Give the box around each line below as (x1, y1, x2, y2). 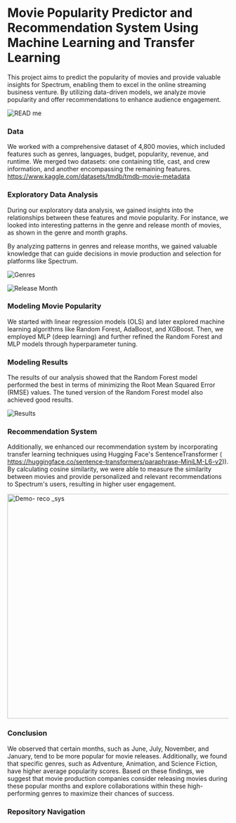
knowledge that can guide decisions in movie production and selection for (7, 249, 222, 258)
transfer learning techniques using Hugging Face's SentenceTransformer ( (7, 450, 223, 459)
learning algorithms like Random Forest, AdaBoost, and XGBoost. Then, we (7, 324, 223, 333)
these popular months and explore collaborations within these (7, 782, 186, 790)
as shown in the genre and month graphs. (7, 228, 128, 237)
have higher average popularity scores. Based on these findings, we (7, 767, 205, 775)
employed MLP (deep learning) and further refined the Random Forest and (7, 332, 223, 341)
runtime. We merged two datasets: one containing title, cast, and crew (7, 157, 211, 166)
